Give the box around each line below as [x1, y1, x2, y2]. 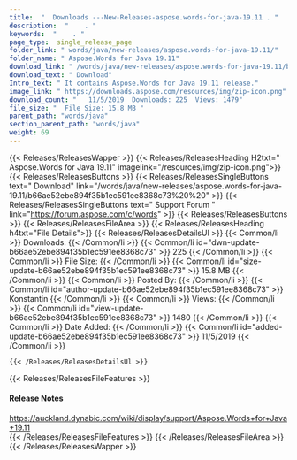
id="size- [227, 256, 263, 266]
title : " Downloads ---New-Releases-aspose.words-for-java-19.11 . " [9, 12, 278, 22]
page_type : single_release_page [9, 37, 133, 47]
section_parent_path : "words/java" [9, 120, 141, 129]
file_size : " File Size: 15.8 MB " [9, 103, 144, 112]
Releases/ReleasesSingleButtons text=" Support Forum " [9, 199, 216, 210]
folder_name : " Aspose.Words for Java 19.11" [9, 54, 179, 63]
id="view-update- [78, 303, 144, 313]
